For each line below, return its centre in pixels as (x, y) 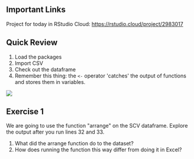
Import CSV (29, 63)
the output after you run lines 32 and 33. (55, 132)
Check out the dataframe (45, 69)
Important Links (36, 10)
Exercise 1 (25, 112)
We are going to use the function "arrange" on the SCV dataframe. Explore (97, 126)
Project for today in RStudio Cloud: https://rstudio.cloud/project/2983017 (95, 24)
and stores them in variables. (50, 82)
